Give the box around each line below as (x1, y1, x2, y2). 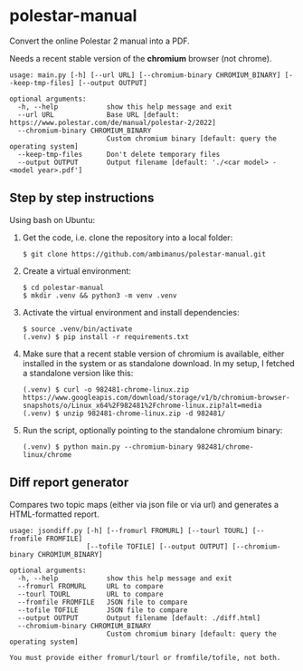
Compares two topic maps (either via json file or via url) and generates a (9, 499, 279, 510)
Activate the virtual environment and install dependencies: (22, 306, 240, 317)
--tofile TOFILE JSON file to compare (17, 605, 188, 615)
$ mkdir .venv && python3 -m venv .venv (22, 291, 177, 300)
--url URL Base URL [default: (17, 110, 180, 119)
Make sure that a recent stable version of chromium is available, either (22, 348, 285, 359)
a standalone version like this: (22, 367, 134, 378)
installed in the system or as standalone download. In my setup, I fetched (22, 357, 296, 368)
